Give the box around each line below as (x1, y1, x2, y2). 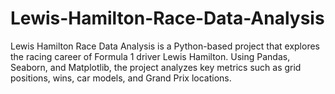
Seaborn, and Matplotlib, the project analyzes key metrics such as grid (10, 61, 302, 73)
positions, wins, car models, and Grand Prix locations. (10, 72, 232, 84)
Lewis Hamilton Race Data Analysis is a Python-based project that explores (10, 40, 320, 52)
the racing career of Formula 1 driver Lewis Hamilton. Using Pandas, (10, 50, 291, 62)
